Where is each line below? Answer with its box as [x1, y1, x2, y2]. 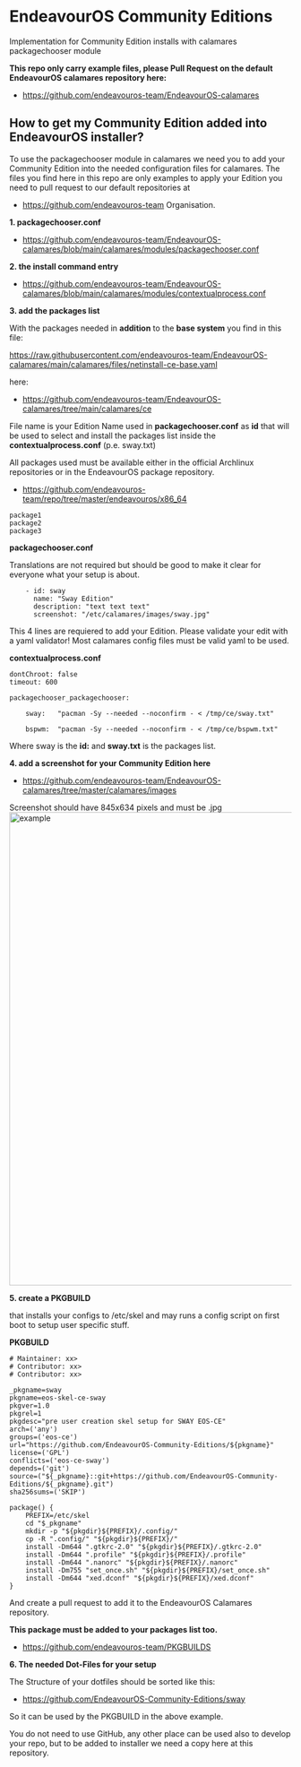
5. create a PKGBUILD [9, 1292, 91, 1303]
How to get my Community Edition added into [9, 116, 268, 131]
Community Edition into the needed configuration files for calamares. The [9, 163, 280, 174]
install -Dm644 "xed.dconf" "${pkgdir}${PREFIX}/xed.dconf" [25, 1573, 254, 1582]
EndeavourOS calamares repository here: [9, 72, 168, 82]
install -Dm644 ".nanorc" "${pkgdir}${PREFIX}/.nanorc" [25, 1557, 239, 1567]
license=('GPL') [9, 1448, 70, 1457]
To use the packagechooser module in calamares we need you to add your [9, 153, 286, 164]
